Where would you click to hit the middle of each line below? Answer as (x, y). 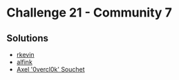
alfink (24, 62)
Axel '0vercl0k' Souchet (50, 69)
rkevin (26, 54)
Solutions (28, 38)
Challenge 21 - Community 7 (89, 13)
